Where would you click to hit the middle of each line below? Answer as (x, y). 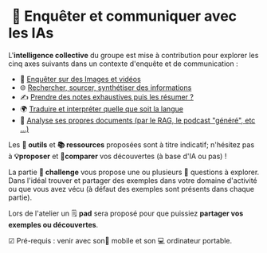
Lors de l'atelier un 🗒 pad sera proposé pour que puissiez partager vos (126, 213)
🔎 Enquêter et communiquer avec (124, 16)
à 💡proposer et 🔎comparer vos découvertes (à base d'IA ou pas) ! (118, 156)
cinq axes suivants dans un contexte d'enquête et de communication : (123, 64)
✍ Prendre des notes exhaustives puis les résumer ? (106, 97)
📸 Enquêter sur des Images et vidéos (80, 79)
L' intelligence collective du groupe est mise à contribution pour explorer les (133, 55)
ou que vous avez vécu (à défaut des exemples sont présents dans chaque (132, 189)
